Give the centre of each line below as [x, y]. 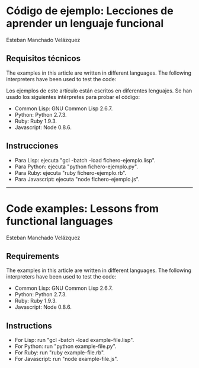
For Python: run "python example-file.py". [65, 346]
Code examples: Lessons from [82, 208]
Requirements [33, 256]
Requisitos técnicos [44, 58]
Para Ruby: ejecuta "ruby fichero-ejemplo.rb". [70, 172]
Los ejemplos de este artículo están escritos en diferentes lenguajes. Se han [99, 91]
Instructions [29, 326]
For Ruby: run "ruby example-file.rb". [60, 353]
